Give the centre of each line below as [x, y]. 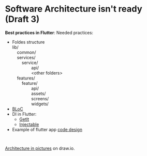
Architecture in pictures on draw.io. [40, 148]
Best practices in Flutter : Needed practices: [49, 32]
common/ [26, 52]
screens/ [40, 98]
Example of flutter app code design [47, 129]
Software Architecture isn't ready [74, 9]
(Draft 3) [22, 19]
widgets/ [40, 104]
